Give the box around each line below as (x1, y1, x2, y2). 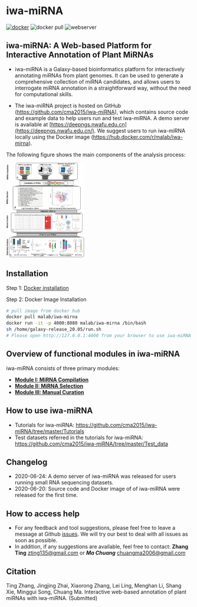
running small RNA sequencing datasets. (14, 479, 114, 486)
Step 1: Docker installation (6, 284, 69, 291)
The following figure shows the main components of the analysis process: (6, 151, 186, 158)
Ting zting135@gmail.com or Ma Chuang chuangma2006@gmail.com (14, 549, 186, 556)
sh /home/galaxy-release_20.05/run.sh (6, 326, 101, 332)
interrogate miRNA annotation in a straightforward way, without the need (14, 84, 191, 91)
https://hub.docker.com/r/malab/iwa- (93, 133, 183, 140)
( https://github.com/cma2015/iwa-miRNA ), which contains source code (14, 108, 189, 116)
